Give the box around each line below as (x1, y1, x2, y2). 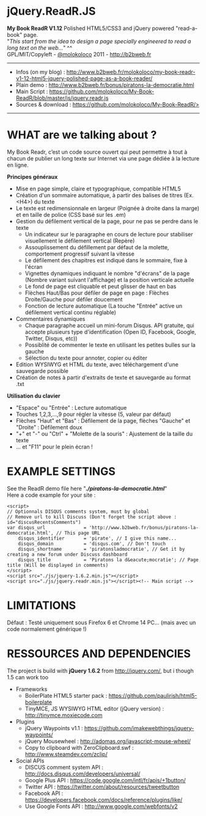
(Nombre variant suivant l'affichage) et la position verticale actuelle (24, 276, 194, 283)
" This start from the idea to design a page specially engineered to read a (7, 37, 191, 45)
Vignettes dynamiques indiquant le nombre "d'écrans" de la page (24, 270, 190, 277)
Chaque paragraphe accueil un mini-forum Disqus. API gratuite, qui (24, 322, 194, 329)
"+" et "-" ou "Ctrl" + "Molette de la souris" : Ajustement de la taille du (15, 430, 193, 437)
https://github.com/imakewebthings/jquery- (84, 724, 194, 731)
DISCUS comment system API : (24, 763, 103, 771)
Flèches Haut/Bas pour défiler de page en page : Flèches (24, 289, 169, 297)
